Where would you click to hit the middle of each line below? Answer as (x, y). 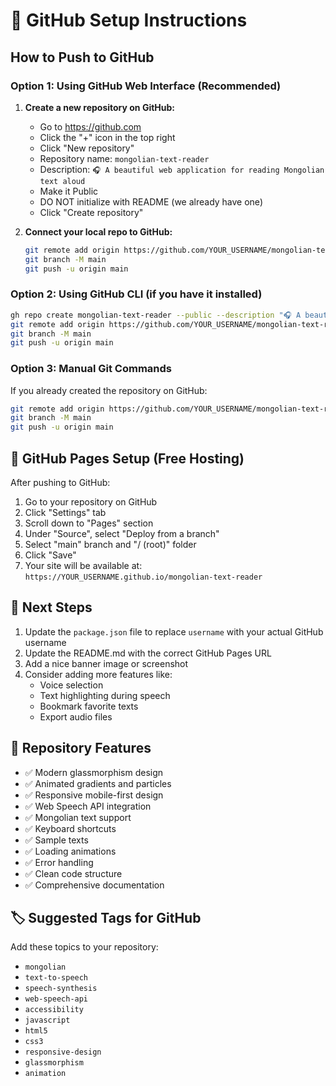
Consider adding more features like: (98, 674)
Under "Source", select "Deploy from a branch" (122, 534)
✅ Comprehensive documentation (94, 885)
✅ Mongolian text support (78, 817)
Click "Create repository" (91, 212)
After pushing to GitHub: (60, 483)
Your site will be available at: (83, 566)
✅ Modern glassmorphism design (94, 772)
